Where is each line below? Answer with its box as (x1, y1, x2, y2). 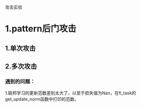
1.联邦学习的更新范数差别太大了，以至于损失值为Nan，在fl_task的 (5, 90, 136, 96)
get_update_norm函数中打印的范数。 (5, 96, 79, 102)
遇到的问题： (5, 78, 36, 85)
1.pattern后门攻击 (5, 23, 77, 34)
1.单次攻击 (5, 44, 36, 52)
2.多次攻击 (5, 62, 38, 70)
